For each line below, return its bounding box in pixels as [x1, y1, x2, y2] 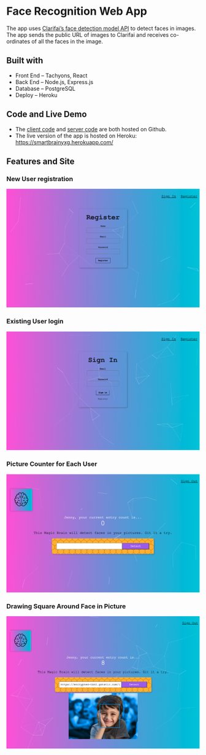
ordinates [6, 37, 31, 45]
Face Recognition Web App [6, 4, 147, 18]
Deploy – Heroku [15, 91, 58, 99]
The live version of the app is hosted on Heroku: [15, 132, 137, 139]
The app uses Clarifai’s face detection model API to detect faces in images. [6, 25, 196, 32]
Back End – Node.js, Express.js [15, 78, 94, 85]
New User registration [6, 174, 74, 183]
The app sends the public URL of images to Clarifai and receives [6, 31, 169, 38]
